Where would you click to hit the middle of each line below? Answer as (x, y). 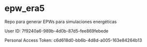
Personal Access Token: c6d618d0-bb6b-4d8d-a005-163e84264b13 (73, 40)
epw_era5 (25, 8)
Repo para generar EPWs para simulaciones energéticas (61, 22)
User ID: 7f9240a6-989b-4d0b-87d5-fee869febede (57, 31)
